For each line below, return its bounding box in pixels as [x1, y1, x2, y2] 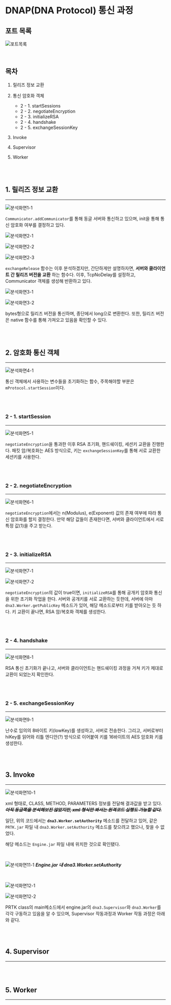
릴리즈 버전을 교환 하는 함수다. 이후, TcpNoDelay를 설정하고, [15, 271, 136, 278]
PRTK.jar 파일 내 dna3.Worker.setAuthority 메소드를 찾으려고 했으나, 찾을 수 [5, 824, 159, 830]
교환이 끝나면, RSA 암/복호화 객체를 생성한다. [17, 609, 107, 615]
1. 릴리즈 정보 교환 [5, 186, 59, 194]
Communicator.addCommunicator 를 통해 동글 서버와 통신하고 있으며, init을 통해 [5, 215, 159, 222]
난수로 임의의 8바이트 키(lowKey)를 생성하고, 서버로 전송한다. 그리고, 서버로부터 [5, 727, 164, 733]
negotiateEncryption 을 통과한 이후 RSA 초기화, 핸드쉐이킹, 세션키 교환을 [5, 441, 151, 447]
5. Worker [5, 986, 37, 994]
